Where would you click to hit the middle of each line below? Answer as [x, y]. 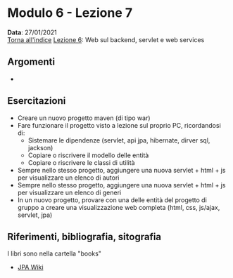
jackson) [40, 147]
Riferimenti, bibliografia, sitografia [84, 237]
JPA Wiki [30, 267]
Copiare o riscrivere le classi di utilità [81, 162]
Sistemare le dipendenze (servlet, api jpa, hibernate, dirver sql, [119, 140]
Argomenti [31, 62]
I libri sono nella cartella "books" [55, 253]
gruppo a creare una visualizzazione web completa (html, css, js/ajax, [119, 207]
